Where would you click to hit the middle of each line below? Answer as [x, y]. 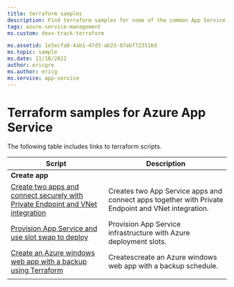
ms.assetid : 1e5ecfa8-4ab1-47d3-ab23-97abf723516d [82, 46]
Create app [30, 176]
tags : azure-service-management [54, 26]
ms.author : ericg [32, 71]
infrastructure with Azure [149, 233]
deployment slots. [138, 242]
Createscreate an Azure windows [163, 257]
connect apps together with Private [166, 200]
